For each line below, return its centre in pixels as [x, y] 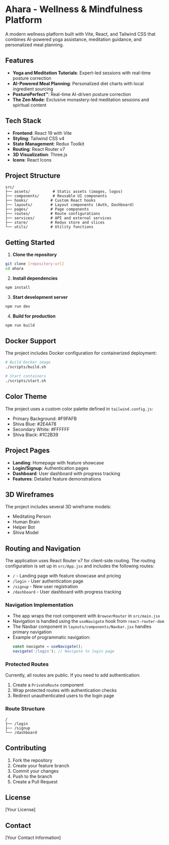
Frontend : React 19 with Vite [42, 133]
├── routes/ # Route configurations [53, 214]
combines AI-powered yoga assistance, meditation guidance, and [74, 39]
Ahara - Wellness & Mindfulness [74, 9]
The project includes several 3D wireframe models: [58, 507]
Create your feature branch [41, 765]
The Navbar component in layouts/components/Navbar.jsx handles [82, 626]
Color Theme [26, 397]
